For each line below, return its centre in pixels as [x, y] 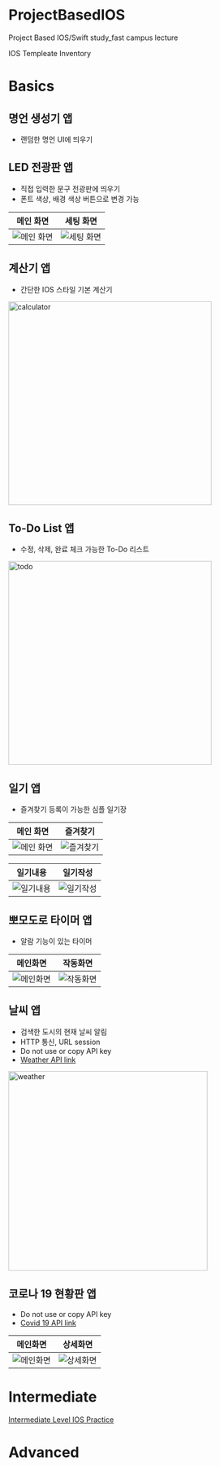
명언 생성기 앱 [41, 119]
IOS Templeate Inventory [50, 53]
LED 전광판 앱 [41, 167]
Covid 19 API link [48, 1323]
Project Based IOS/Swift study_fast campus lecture [93, 37]
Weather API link [48, 1060]
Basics [32, 86]
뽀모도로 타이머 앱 [50, 920]
